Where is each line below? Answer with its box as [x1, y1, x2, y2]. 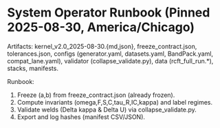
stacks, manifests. [7, 64, 58, 72]
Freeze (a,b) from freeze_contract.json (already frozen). [16, 91, 175, 99]
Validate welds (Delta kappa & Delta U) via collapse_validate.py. [16, 105, 197, 114]
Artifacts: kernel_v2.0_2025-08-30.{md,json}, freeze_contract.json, [7, 42, 197, 50]
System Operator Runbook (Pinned [7, 5, 210, 21]
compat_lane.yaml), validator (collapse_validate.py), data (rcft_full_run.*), [7, 56, 214, 65]
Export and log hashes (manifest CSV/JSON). [16, 112, 146, 121]
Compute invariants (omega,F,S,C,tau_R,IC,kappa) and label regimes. [16, 98, 213, 106]
